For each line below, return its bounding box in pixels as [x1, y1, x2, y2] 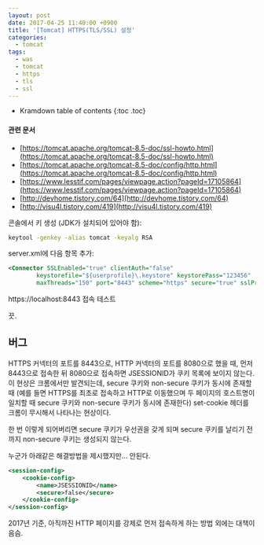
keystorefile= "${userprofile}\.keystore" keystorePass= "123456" [36, 272, 251, 280]
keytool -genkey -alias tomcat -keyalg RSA [8, 234, 153, 241]
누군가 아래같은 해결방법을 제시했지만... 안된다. [8, 451, 151, 460]
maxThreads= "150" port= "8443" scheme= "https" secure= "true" [36, 279, 237, 287]
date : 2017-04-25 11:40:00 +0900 [8, 19, 118, 27]
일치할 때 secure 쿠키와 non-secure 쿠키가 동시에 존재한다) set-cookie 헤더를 [8, 398, 249, 407]
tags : [8, 48, 26, 56]
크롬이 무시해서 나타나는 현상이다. [8, 407, 112, 417]
